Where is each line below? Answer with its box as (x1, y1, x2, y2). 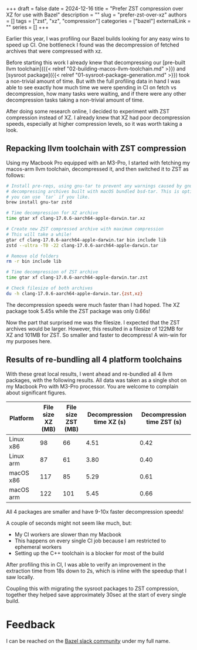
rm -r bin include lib (6, 259, 62, 264)
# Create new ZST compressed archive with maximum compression (6, 226, 164, 232)
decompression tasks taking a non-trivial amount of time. (6, 96, 144, 103)
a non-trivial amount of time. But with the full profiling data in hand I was (6, 78, 181, 85)
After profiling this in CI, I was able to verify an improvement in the (6, 561, 166, 568)
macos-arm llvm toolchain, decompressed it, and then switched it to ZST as (6, 165, 189, 172)
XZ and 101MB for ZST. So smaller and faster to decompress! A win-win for (6, 331, 187, 339)
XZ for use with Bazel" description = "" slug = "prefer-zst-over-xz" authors (6, 11, 187, 18)
